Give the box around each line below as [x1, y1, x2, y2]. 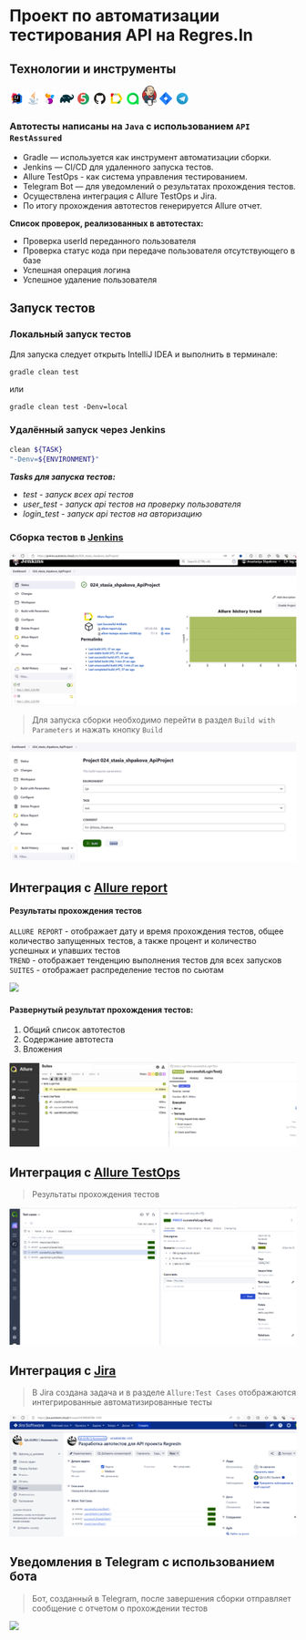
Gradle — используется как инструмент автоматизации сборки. [22, 152, 271, 163]
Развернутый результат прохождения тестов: [9, 1004, 194, 1015]
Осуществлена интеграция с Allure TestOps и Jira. [22, 190, 218, 201]
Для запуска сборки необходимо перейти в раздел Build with [31, 714, 276, 725]
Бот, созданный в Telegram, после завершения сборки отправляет [31, 1593, 291, 1604]
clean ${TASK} [9, 446, 64, 455]
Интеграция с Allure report [9, 880, 168, 896]
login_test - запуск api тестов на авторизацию [22, 507, 202, 519]
